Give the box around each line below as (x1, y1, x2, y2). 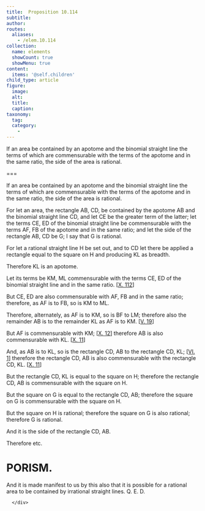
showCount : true (12, 54, 53, 61)
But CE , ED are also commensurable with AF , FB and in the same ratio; (6, 293, 184, 300)
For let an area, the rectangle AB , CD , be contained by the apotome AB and (6, 207, 195, 214)
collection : (6, 43, 37, 50)
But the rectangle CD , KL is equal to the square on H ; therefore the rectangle (6, 373, 199, 380)
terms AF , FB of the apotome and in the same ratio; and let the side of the (6, 226, 192, 233)
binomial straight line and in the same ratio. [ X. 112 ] (6, 281, 135, 288)
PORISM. (6, 461, 53, 475)
